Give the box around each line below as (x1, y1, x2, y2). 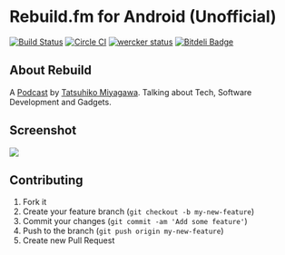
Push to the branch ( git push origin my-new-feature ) (22, 225, 224, 237)
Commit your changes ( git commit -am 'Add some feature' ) (22, 216, 248, 227)
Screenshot (9, 123, 77, 138)
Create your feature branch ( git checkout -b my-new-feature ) (22, 206, 255, 217)
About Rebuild (9, 63, 93, 78)
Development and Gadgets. (9, 96, 112, 107)
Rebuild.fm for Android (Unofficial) (9, 6, 277, 27)
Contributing (9, 172, 84, 188)
